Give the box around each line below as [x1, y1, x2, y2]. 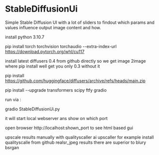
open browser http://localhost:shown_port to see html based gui [5, 125, 133, 131]
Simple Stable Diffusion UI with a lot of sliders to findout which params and [5, 19, 155, 25]
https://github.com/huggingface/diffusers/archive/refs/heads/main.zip [5, 78, 146, 84]
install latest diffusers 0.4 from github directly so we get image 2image [5, 58, 146, 64]
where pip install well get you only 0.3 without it [5, 63, 100, 69]
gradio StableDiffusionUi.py [5, 106, 60, 112]
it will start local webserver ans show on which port [5, 115, 108, 121]
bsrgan [5, 144, 19, 150]
